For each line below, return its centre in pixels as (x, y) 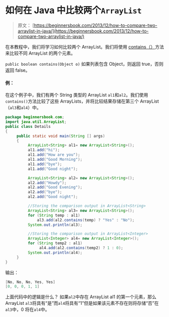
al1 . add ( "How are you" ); (54, 155)
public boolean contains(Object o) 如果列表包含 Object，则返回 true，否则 (84, 64)
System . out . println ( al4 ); (55, 253)
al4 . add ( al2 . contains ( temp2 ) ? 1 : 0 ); (81, 248)
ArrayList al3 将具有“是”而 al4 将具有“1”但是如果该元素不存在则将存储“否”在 (82, 303)
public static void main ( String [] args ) (61, 136)
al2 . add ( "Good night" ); (53, 197)
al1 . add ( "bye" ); (45, 164)
